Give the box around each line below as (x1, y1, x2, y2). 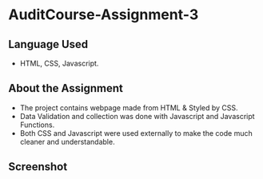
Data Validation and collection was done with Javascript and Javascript (19, 111, 255, 121)
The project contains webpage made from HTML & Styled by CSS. (19, 102, 238, 113)
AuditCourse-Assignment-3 (8, 6, 199, 24)
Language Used (8, 38, 89, 51)
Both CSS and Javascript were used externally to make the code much (19, 128, 253, 137)
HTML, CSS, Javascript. (19, 58, 99, 68)
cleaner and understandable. (19, 137, 115, 146)
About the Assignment (8, 82, 124, 95)
